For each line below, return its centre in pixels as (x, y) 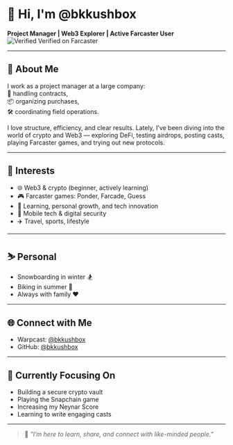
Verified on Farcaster (68, 40)
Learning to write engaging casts (64, 414)
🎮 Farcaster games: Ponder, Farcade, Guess (81, 196)
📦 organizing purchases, (43, 101)
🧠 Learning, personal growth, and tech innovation (88, 206)
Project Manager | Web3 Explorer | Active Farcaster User (91, 33)
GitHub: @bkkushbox (48, 347)
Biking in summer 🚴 (45, 287)
